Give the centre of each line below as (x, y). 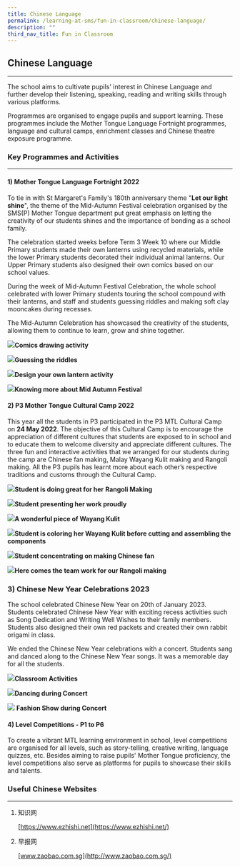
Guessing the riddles (46, 360)
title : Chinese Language (44, 14)
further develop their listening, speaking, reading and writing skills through (117, 94)
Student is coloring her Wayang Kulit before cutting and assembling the (123, 533)
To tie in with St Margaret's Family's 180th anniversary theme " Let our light (118, 198)
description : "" (31, 27)
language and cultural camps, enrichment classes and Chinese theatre (111, 131)
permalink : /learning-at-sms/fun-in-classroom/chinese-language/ (106, 21)
